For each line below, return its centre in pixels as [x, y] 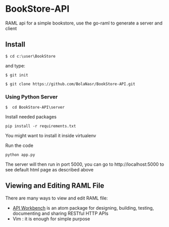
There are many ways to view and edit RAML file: [57, 198]
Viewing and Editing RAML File [55, 186]
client [11, 28]
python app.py [20, 155]
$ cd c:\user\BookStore [31, 56]
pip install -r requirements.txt [41, 126]
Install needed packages [31, 117]
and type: [15, 66]
